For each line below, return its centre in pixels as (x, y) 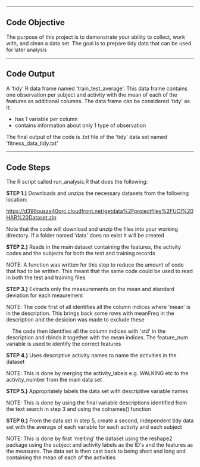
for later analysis (26, 50)
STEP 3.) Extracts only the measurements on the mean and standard (90, 289)
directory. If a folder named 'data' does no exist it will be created (85, 236)
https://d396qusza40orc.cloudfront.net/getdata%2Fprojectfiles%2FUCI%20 (100, 211)
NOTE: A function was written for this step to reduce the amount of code (95, 265)
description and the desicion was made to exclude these (75, 320)
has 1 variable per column (46, 119)
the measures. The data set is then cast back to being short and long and (96, 451)
